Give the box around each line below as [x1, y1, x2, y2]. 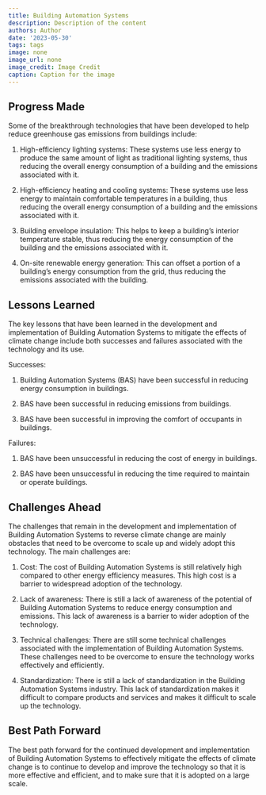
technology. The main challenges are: [8, 547, 131, 556]
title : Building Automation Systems [8, 11, 129, 20]
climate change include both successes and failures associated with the [8, 336, 243, 346]
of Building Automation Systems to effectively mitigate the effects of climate [8, 753, 256, 762]
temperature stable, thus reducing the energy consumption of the [19, 235, 234, 244]
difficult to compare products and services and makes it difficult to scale [19, 693, 256, 702]
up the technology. [19, 701, 82, 711]
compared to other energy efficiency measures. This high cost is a [19, 570, 237, 580]
